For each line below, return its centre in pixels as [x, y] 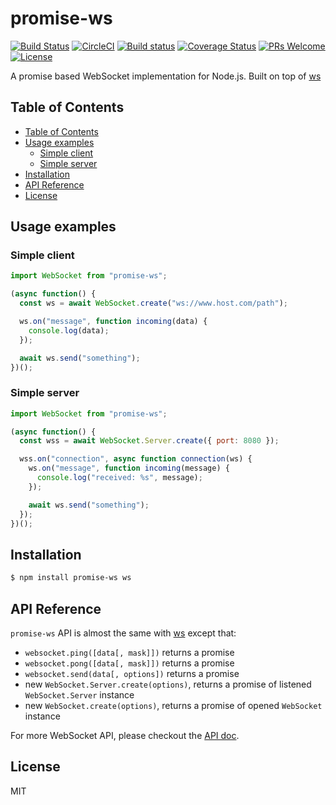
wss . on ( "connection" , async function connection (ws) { [136, 459]
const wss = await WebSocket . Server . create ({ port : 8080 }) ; [149, 441]
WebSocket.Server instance [79, 694]
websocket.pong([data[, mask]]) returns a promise [129, 663]
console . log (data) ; [69, 330]
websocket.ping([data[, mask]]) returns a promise [129, 652]
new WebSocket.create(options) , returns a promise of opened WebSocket [173, 705]
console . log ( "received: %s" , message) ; [119, 478]
